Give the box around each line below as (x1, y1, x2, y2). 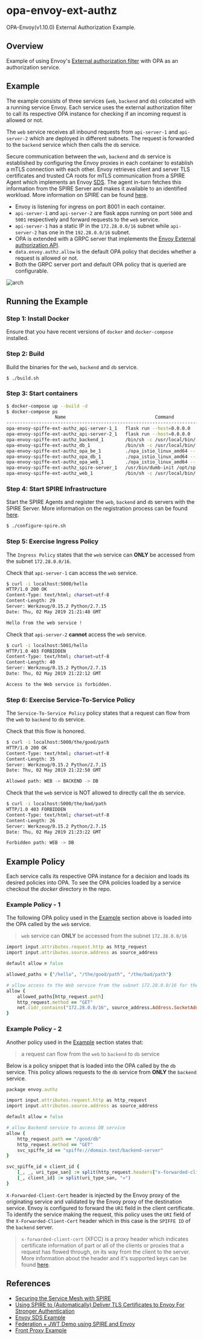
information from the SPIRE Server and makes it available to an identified (6, 185, 187, 192)
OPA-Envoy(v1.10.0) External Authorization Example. (6, 24, 136, 31)
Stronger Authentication (14, 1307, 75, 1315)
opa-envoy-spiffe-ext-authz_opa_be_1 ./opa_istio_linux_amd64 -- (6, 448, 196, 454)
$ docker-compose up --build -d (6, 403, 88, 409)
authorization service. (6, 63, 60, 71)
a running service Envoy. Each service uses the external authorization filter (6, 103, 193, 111)
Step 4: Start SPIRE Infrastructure (6, 485, 107, 493)
